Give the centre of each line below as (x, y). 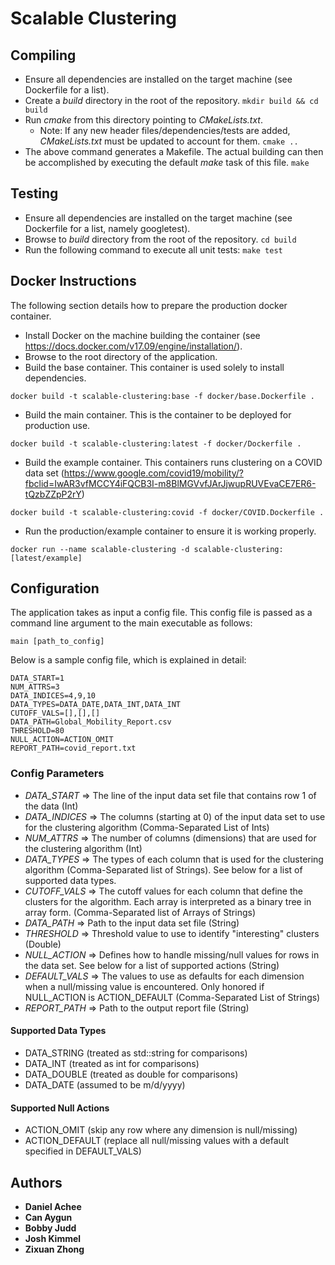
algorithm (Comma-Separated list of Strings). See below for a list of (163, 869)
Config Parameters (57, 774)
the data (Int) (51, 806)
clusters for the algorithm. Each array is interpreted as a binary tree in (168, 901)
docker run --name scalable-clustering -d (100, 549)
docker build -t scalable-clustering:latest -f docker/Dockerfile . (156, 443)
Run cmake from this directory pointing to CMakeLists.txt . (143, 120)
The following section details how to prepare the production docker (149, 305)
